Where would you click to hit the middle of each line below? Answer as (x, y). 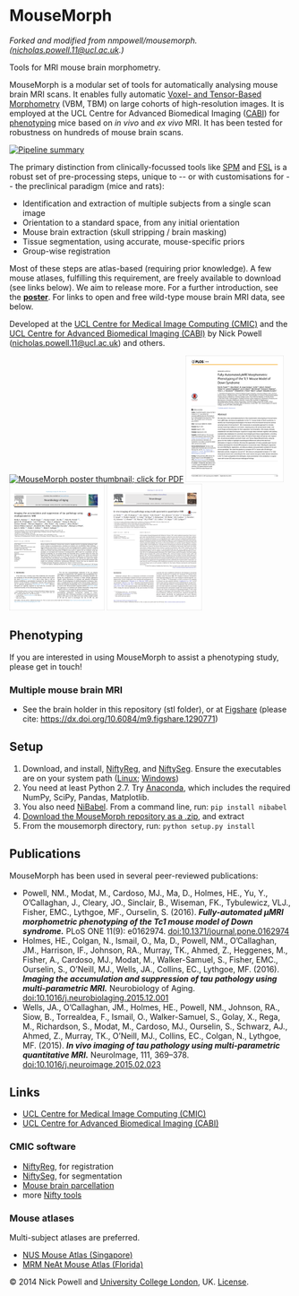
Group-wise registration (66, 251)
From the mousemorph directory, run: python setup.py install (138, 825)
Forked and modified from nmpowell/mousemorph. (103, 40)
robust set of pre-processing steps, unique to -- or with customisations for (147, 177)
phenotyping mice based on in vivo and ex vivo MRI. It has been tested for (146, 123)
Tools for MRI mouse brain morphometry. (85, 67)
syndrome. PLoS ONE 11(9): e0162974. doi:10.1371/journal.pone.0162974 (156, 931)
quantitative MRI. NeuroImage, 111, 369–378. (106, 1055)
